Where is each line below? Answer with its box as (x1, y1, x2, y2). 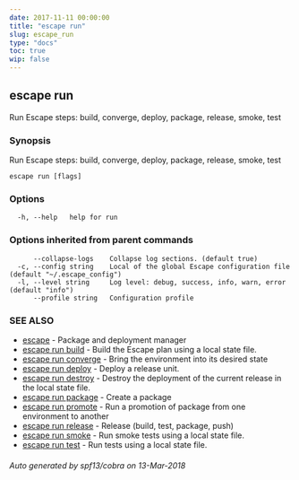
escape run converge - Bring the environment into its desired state (21, 353, 269, 364)
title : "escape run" (9, 22, 87, 31)
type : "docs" (9, 38, 58, 48)
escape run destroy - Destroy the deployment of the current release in (21, 373, 282, 383)
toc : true (9, 47, 47, 56)
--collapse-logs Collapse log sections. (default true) (32, 254, 258, 263)
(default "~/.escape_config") (9, 270, 123, 279)
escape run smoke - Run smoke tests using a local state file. (21, 430, 244, 441)
